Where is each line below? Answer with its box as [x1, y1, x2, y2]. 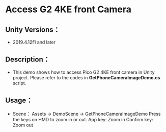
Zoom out [12, 122, 33, 128]
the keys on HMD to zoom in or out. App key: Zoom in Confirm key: [12, 116, 154, 122]
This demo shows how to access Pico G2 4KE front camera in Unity [12, 69, 155, 75]
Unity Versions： [5, 25, 60, 34]
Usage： [5, 96, 33, 105]
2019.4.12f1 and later [12, 39, 56, 45]
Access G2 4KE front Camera [5, 4, 131, 15]
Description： [5, 55, 50, 64]
